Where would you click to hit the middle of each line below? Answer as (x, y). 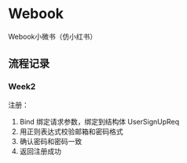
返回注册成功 (40, 151)
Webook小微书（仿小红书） (53, 36)
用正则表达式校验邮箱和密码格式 (71, 132)
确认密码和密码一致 (51, 141)
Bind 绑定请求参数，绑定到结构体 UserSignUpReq (99, 121)
